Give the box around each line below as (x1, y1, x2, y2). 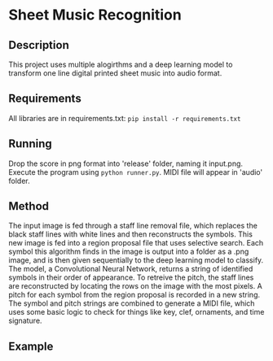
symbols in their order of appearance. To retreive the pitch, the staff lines (8, 272, 254, 282)
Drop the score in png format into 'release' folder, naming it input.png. (8, 159, 243, 168)
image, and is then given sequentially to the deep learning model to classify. (8, 255, 264, 265)
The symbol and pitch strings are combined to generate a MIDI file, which (8, 298, 255, 308)
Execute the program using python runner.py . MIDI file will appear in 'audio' (8, 167, 263, 176)
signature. (8, 315, 42, 326)
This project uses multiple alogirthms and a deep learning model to (8, 59, 233, 69)
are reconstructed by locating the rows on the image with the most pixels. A (8, 281, 262, 291)
